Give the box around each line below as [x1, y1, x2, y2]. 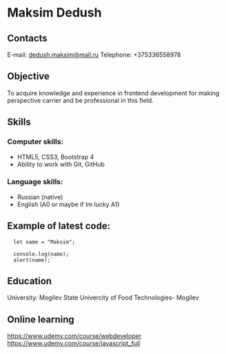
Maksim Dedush [7, 5, 102, 21]
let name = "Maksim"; [13, 238, 76, 246]
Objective [7, 70, 50, 82]
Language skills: [7, 177, 63, 187]
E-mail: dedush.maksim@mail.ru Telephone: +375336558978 [7, 50, 181, 59]
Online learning [7, 313, 74, 325]
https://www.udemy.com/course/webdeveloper [7, 332, 142, 340]
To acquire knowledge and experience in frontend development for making [7, 88, 220, 97]
